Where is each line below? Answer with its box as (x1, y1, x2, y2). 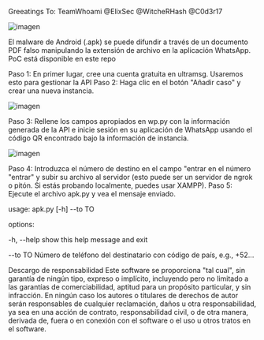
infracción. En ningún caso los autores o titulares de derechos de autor (8, 291, 239, 300)
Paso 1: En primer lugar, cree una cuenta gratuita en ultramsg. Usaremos (8, 69, 244, 78)
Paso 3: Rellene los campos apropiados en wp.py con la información (8, 117, 230, 125)
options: (8, 220, 35, 229)
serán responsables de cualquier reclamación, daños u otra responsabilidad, (8, 299, 257, 308)
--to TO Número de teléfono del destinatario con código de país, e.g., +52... (8, 250, 255, 260)
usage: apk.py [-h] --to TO (8, 204, 95, 214)
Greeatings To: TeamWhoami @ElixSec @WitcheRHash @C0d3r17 (8, 7, 223, 16)
